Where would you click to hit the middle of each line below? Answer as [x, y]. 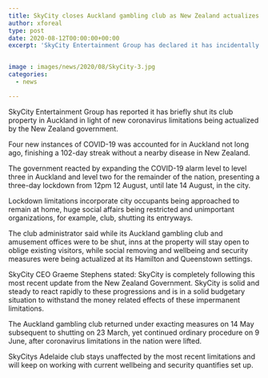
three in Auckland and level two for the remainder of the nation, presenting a [134, 176]
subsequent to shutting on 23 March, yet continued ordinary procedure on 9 [134, 332]
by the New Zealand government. [63, 128]
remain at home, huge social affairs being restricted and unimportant [121, 209]
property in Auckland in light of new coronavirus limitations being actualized [134, 120]
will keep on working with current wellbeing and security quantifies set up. [131, 364]
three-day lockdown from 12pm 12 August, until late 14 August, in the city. [130, 185]
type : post [26, 30]
